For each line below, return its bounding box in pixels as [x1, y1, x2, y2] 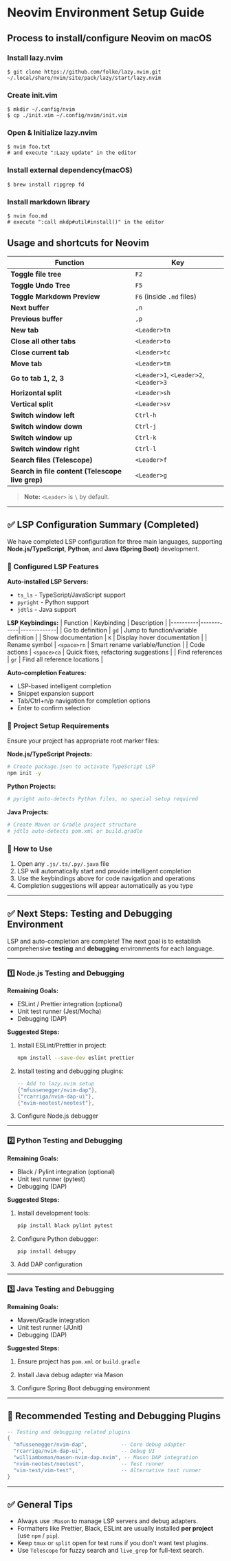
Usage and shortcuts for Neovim [7, 237, 150, 249]
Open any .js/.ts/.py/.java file [16, 859, 109, 868]
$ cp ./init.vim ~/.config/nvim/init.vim [7, 112, 128, 119]
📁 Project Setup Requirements [7, 721, 110, 730]
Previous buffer [10, 314, 63, 323]
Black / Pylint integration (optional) [16, 1167, 115, 1176]
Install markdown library [7, 197, 91, 206]
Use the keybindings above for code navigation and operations [16, 874, 196, 882]
